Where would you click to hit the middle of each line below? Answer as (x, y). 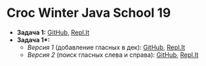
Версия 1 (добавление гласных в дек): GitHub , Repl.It (106, 47)
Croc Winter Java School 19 (89, 13)
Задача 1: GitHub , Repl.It (53, 32)
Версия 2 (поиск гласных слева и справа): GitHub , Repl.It (113, 55)
